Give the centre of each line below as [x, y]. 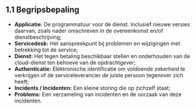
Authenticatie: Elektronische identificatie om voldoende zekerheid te [100, 69]
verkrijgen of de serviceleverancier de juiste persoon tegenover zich [99, 75]
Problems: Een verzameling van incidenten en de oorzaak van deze [98, 94]
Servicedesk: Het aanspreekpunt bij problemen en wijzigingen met [97, 43]
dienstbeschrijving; [38, 37]
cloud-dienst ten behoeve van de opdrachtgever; [75, 62]
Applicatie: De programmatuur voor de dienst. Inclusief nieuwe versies [102, 24]
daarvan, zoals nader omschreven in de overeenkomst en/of [89, 31]
